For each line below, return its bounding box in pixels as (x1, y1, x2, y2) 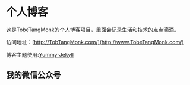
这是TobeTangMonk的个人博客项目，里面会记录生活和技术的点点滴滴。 (6, 26, 179, 33)
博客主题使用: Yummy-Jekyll (6, 51, 74, 58)
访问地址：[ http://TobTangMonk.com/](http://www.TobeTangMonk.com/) (6, 38, 184, 45)
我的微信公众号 (6, 70, 61, 80)
